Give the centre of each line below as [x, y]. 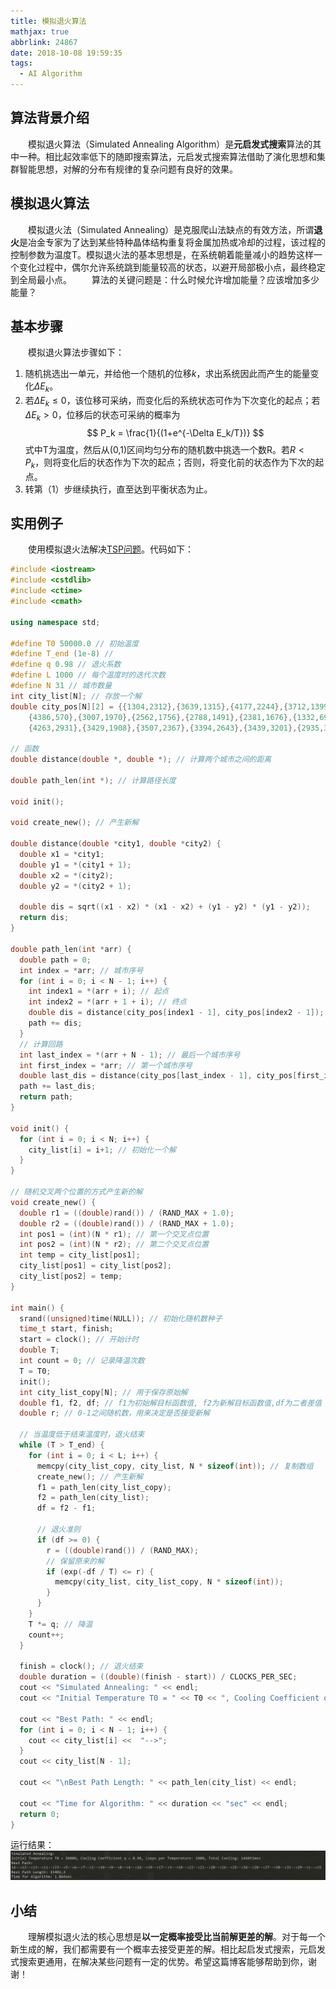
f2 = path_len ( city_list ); [93, 1498]
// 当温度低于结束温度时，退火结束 [82, 1435]
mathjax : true [40, 31]
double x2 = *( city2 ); [66, 875]
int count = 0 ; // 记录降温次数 [82, 1361]
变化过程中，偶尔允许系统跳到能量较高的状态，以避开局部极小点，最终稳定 [172, 267]
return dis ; [44, 918]
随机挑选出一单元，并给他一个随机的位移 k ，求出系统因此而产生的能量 [167, 374]
